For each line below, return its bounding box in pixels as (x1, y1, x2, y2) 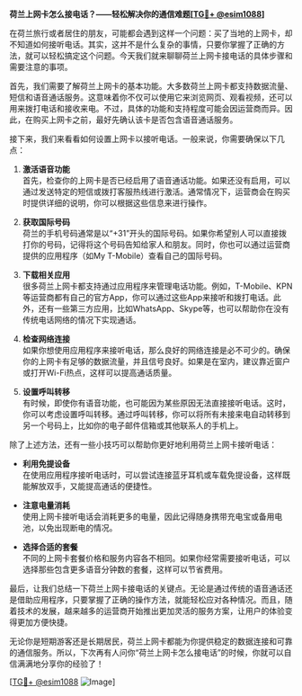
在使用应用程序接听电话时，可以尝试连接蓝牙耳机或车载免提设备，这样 (22, 469, 283, 480)
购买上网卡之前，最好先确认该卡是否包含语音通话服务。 (32, 114, 238, 125)
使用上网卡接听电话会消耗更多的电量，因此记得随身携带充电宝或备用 (22, 512, 275, 522)
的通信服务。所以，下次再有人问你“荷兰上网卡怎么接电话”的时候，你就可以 (9, 647, 285, 657)
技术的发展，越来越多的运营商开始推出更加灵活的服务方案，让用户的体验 (16, 606, 285, 616)
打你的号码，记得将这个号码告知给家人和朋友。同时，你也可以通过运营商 (22, 239, 290, 250)
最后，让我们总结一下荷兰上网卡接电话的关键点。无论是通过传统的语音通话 (9, 584, 285, 593)
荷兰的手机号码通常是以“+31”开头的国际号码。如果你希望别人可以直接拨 (22, 228, 288, 238)
